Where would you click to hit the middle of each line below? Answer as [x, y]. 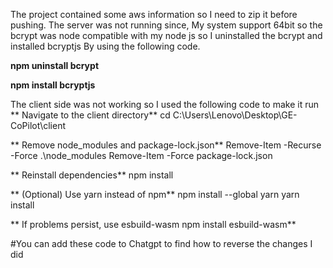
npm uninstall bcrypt [55, 65]
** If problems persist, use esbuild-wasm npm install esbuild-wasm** [153, 224]
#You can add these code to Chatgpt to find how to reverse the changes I [161, 243]
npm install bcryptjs [53, 85]
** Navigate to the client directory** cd [90, 115]
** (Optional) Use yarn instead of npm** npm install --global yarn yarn [155, 194]
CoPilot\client [38, 125]
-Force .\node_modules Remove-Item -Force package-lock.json [141, 155]
